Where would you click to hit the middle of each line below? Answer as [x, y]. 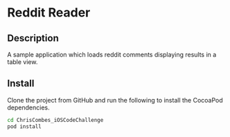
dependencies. [28, 107]
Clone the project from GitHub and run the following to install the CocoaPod [115, 100]
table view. [23, 62]
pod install [24, 126]
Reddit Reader [49, 13]
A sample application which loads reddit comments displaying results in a [112, 54]
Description [33, 38]
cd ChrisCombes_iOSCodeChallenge [55, 120]
